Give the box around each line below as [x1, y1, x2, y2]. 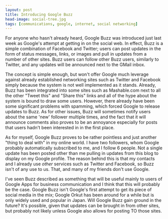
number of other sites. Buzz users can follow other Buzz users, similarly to [5, 56, 159, 63]
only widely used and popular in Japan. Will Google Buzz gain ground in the [5, 197, 162, 203]
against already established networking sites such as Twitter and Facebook [5, 77, 161, 83]
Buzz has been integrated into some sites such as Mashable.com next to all [5, 87, 161, 93]
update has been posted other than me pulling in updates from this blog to [5, 150, 159, 156]
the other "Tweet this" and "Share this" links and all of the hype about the [5, 93, 157, 99]
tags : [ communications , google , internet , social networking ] [5, 21, 138, 27]
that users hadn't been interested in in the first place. [5, 125, 115, 131]
